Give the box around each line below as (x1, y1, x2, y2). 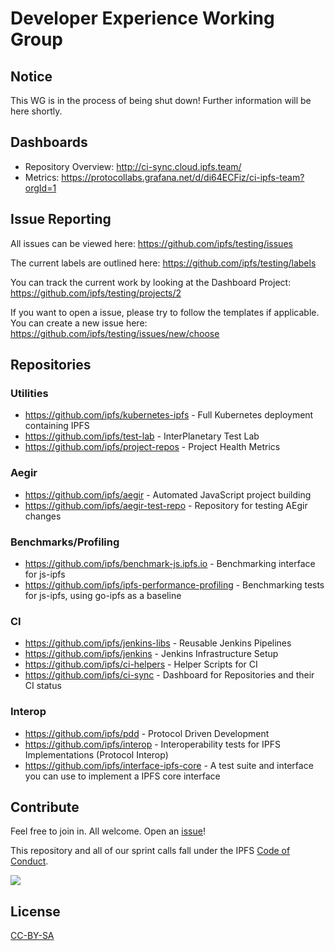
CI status (24, 680, 62, 692)
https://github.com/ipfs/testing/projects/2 (10, 287, 182, 299)
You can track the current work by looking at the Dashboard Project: (10, 276, 292, 288)
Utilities (10, 386, 49, 400)
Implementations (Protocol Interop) (24, 748, 169, 761)
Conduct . (10, 855, 49, 867)
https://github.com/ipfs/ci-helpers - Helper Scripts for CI (24, 658, 258, 671)
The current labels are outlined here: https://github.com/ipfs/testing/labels (10, 257, 317, 269)
